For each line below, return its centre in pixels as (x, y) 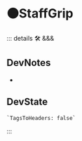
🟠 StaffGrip (40, 14)
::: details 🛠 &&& (30, 38)
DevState (27, 102)
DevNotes (29, 63)
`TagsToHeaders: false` (41, 118)
